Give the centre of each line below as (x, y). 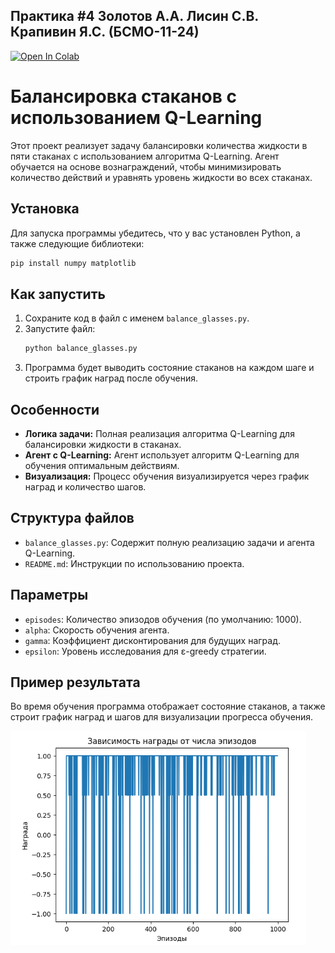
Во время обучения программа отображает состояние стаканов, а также (168, 706)
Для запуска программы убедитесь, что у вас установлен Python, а (155, 233)
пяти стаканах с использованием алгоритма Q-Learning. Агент (145, 156)
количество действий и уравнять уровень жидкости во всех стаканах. (161, 177)
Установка (45, 209)
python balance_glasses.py (81, 349)
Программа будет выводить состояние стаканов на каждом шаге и (169, 368)
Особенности (55, 409)
